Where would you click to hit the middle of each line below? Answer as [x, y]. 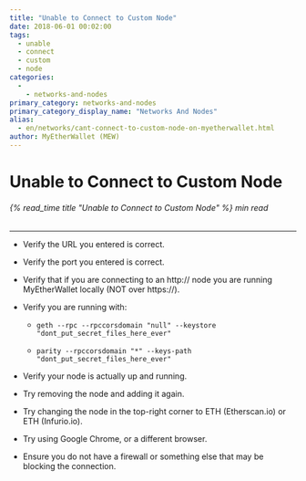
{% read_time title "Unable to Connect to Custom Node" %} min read [139, 207]
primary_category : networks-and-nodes [83, 103]
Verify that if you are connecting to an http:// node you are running [148, 280]
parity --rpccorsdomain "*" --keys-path [114, 351]
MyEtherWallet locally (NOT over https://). [101, 289]
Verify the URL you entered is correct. [94, 245]
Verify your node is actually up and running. [105, 376]
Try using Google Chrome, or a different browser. [115, 439]
